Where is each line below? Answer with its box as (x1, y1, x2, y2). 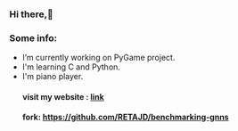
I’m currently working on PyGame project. (21, 53, 176, 63)
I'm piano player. (21, 71, 84, 82)
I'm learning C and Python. (21, 61, 120, 72)
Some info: (9, 31, 58, 44)
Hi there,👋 (9, 8, 53, 20)
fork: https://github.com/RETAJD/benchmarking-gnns (21, 111, 229, 123)
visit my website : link (21, 91, 104, 102)
